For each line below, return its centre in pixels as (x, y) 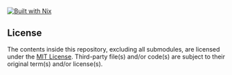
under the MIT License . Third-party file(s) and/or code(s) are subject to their (116, 56)
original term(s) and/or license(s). (55, 64)
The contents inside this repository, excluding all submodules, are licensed (114, 49)
